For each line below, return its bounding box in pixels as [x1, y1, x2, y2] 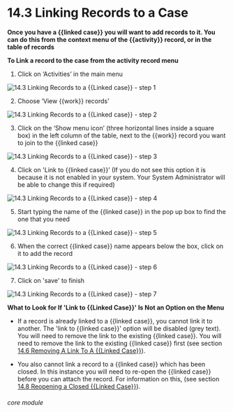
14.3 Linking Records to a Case [7, 5, 188, 21]
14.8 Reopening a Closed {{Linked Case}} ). [17, 382, 141, 390]
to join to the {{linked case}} [17, 138, 99, 147]
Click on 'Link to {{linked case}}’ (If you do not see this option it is [17, 165, 206, 174]
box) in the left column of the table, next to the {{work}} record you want [17, 131, 226, 139]
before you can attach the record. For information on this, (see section [17, 374, 220, 383]
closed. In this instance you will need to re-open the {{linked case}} [17, 367, 211, 376]
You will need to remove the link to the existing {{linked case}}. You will [17, 331, 222, 339]
